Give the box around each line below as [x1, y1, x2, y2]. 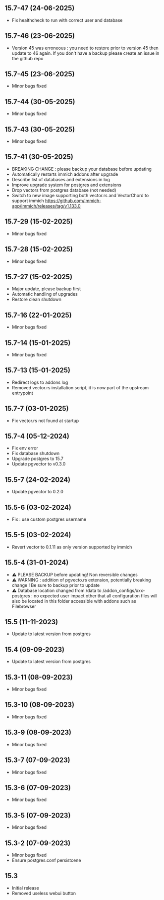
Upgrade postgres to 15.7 [11, 455, 64, 462]
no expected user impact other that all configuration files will [33, 592, 158, 599]
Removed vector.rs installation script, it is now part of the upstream [11, 384, 149, 390]
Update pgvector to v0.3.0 [11, 461, 66, 467]
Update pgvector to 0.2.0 [11, 489, 64, 495]
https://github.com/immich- [45, 198, 102, 204]
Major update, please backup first [11, 286, 81, 292]
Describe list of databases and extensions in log [11, 176, 110, 182]
